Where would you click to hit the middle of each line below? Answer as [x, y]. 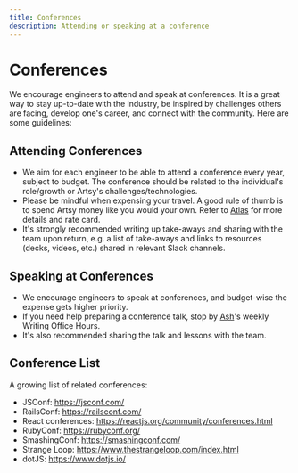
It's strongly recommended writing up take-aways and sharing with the [153, 229]
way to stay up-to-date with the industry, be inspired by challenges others [145, 104]
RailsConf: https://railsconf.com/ [82, 412]
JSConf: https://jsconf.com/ [73, 402]
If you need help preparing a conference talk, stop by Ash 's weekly [145, 316]
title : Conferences [46, 17]
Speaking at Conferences [82, 276]
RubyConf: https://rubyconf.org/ [81, 430]
